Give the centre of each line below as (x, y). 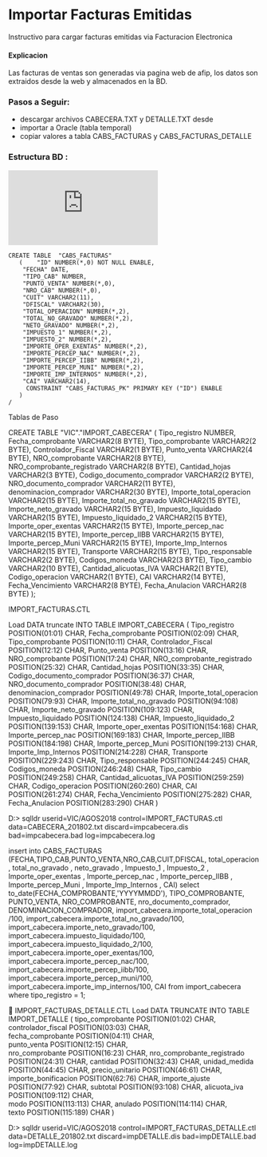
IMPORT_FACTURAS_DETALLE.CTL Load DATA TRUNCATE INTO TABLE (132, 1010)
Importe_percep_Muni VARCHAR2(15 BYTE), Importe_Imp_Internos (118, 543)
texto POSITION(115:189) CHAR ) (61, 1112)
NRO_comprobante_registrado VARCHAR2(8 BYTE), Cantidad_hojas (120, 466)
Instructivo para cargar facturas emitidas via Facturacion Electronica (120, 37)
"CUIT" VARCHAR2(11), (58, 297)
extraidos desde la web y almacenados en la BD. (88, 81)
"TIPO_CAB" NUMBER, (55, 276)
